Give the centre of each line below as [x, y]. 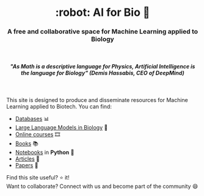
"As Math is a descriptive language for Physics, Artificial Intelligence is [103, 67]
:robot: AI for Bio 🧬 [103, 13]
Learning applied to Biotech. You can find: [59, 107]
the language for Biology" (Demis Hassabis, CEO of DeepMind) [103, 73]
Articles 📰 [27, 159]
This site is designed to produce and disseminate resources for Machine [97, 100]
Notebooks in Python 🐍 [45, 153]
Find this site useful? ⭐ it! [38, 178]
